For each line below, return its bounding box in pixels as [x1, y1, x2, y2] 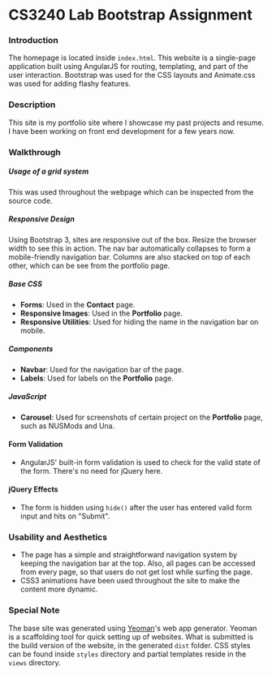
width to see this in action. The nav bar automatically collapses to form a [8, 243, 252, 253]
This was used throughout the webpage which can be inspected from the [8, 187, 254, 196]
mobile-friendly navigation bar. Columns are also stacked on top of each [8, 252, 250, 261]
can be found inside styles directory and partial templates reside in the [8, 649, 247, 659]
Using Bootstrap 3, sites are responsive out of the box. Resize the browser [8, 234, 257, 244]
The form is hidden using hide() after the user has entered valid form [19, 502, 253, 512]
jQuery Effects [8, 484, 58, 494]
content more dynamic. [19, 584, 98, 594]
